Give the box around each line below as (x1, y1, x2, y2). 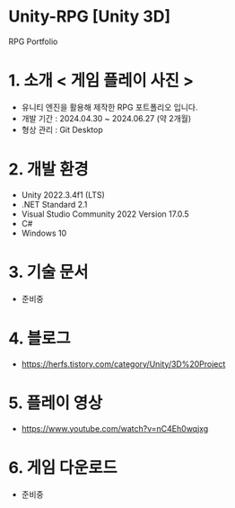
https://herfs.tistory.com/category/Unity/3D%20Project (21, 358, 226, 370)
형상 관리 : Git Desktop (21, 124, 104, 135)
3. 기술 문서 (8, 263, 89, 282)
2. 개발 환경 (8, 159, 89, 180)
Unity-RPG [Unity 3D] (8, 6, 171, 27)
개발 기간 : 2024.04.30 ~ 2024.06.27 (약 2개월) (21, 112, 192, 123)
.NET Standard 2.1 (21, 199, 88, 209)
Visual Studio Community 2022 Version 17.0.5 (21, 209, 189, 219)
